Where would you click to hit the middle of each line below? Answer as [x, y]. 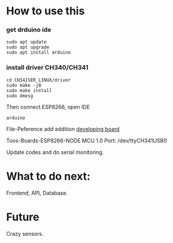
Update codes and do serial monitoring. [55, 152]
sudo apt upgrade [28, 47]
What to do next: [48, 176]
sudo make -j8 [24, 85]
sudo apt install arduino [38, 53]
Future [23, 217]
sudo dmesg [20, 96]
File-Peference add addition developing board [63, 129]
